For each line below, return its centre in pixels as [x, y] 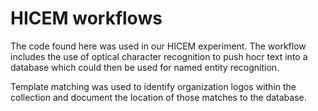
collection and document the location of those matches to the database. [158, 97]
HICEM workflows [86, 18]
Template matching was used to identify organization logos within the [153, 86]
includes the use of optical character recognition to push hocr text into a [159, 56]
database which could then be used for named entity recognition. [145, 67]
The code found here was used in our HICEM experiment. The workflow [158, 46]
